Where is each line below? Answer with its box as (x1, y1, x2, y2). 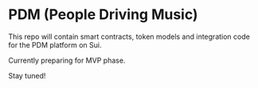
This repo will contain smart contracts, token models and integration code (8, 32, 251, 41)
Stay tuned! (8, 71, 46, 80)
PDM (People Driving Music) (8, 6, 198, 24)
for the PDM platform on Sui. (8, 40, 102, 49)
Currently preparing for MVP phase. (8, 55, 126, 65)
